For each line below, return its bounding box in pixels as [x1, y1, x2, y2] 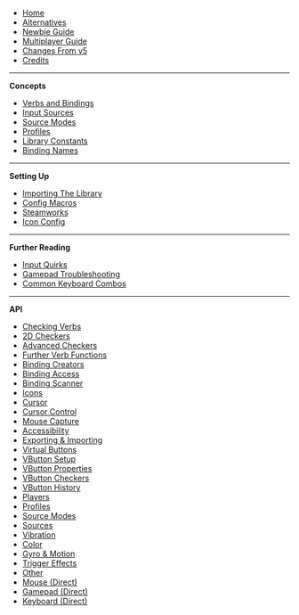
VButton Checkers [21, 472, 90, 483]
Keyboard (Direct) [21, 596, 88, 606]
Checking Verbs [21, 321, 82, 332]
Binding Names [21, 145, 78, 155]
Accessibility [21, 425, 69, 436]
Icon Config [21, 217, 66, 226]
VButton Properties [21, 463, 93, 473]
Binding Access [21, 369, 80, 379]
